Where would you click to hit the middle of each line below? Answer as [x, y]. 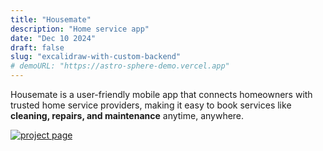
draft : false [37, 47]
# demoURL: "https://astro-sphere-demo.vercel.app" [120, 66]
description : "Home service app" [80, 29]
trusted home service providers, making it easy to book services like [151, 105]
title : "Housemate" [51, 19]
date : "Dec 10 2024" [53, 38]
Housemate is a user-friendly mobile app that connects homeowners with [161, 94]
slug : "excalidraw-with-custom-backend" [96, 57]
